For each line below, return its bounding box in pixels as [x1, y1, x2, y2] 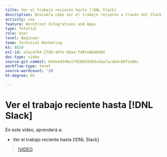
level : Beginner [5, 36, 39, 41]
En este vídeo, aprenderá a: [5, 127, 63, 133]
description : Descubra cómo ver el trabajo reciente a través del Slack [5, 12, 162, 17]
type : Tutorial [5, 26, 37, 31]
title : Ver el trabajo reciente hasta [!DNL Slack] [5, 7, 116, 13]
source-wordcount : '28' [5, 69, 56, 74]
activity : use [5, 17, 35, 22]
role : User [5, 31, 28, 36]
